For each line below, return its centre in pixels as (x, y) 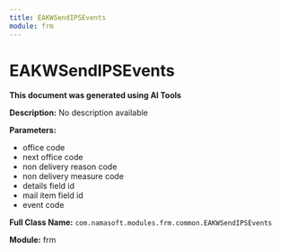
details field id (48, 186)
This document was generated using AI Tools (96, 95)
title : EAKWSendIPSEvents (57, 18)
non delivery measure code (73, 176)
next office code (53, 157)
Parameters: (33, 130)
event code (43, 205)
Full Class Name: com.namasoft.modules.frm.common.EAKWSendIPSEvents (140, 222)
